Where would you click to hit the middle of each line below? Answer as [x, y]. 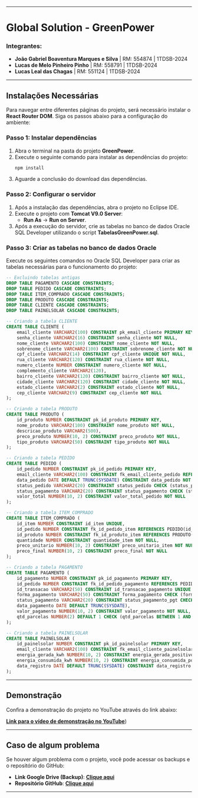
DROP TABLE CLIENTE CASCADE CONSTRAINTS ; [58, 305]
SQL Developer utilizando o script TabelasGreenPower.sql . [87, 232]
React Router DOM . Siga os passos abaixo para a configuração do [87, 116]
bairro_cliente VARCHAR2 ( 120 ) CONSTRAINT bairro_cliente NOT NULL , [101, 376]
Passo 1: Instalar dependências [52, 138]
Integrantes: [24, 46]
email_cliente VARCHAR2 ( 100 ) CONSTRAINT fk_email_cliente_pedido [99, 474]
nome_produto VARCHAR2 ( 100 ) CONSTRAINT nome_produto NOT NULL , [96, 425]
